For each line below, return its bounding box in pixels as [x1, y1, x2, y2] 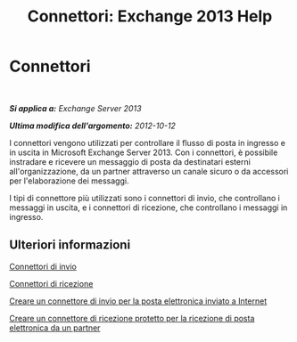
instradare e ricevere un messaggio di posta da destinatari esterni [9, 156, 252, 167]
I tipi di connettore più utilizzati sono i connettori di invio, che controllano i [9, 192, 281, 203]
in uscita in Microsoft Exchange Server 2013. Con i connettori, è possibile [9, 147, 278, 158]
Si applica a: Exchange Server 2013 [9, 102, 142, 113]
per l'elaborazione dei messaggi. [9, 175, 129, 186]
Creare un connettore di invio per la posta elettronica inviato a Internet [9, 296, 268, 306]
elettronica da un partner [9, 322, 101, 333]
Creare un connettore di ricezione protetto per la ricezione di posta [9, 313, 255, 323]
